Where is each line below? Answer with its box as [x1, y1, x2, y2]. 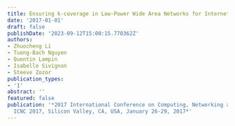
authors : [7, 36, 33, 43]
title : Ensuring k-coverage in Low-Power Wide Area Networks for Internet [7, 10, 230, 17]
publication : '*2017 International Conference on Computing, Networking [7, 101, 224, 108]
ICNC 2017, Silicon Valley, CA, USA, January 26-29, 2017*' [13, 108, 192, 115]
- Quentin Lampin [7, 56, 58, 63]
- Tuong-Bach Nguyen [7, 50, 68, 57]
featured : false [7, 95, 55, 102]
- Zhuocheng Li [7, 43, 52, 50]
